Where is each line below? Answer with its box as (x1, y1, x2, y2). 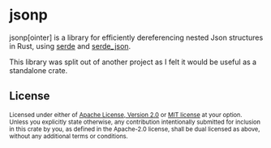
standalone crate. (9, 65, 68, 75)
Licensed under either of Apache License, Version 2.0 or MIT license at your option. (9, 111, 243, 119)
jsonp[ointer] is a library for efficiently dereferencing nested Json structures (9, 33, 264, 42)
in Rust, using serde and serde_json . (9, 41, 131, 50)
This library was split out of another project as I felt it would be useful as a (9, 57, 257, 67)
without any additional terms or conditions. (9, 132, 128, 140)
